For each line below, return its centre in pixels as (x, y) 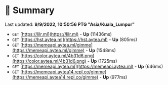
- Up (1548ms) (100, 50)
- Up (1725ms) (102, 61)
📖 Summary (30, 10)
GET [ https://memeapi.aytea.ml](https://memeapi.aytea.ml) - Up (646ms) (88, 66)
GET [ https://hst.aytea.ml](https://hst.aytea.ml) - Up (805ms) (75, 39)
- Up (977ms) (113, 77)
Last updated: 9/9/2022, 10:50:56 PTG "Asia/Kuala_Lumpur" (70, 24)
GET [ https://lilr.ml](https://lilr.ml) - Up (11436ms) (62, 34)
